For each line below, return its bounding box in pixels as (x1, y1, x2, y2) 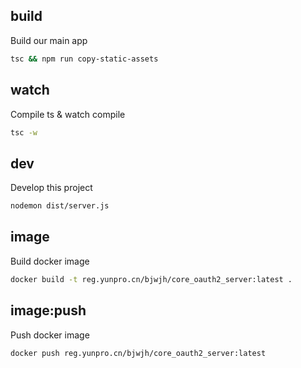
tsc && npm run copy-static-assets (10, 54, 159, 64)
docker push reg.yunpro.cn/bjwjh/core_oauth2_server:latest (10, 348, 267, 358)
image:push (10, 302, 87, 319)
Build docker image (10, 255, 90, 267)
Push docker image (10, 329, 90, 341)
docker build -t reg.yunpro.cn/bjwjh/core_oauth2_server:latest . (10, 274, 293, 284)
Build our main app (10, 34, 88, 46)
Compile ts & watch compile (10, 108, 126, 120)
